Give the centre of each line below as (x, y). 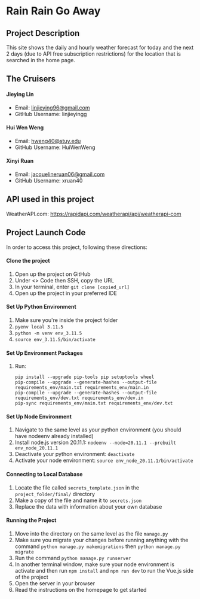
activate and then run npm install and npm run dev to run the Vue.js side (104, 570)
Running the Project (31, 520)
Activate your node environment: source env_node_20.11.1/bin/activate (104, 460)
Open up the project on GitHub (53, 274)
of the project (32, 577)
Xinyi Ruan (20, 161)
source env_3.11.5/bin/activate (55, 340)
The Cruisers (31, 79)
